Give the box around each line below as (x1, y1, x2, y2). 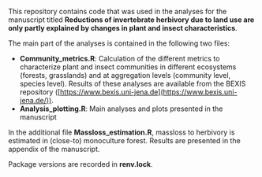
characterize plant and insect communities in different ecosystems (19, 62, 237, 72)
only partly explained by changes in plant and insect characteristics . (8, 24, 238, 32)
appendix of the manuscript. (8, 145, 100, 153)
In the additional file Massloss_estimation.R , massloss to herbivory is (8, 127, 235, 137)
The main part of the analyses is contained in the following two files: (8, 39, 230, 48)
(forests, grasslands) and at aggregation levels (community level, (19, 71, 231, 79)
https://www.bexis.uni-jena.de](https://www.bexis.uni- (60, 87, 238, 97)
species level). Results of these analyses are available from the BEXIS (19, 79, 246, 88)
